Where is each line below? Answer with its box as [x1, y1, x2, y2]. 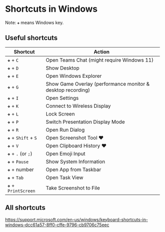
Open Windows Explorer [46, 72, 102, 79]
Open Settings [46, 94, 79, 101]
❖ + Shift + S [7, 134, 37, 141]
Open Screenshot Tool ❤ [46, 134, 104, 141]
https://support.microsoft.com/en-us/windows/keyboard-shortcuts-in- [5, 216, 148, 222]
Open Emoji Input [46, 150, 86, 157]
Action [93, 48, 110, 55]
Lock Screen [46, 110, 75, 117]
